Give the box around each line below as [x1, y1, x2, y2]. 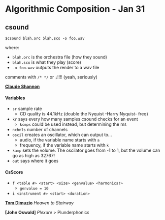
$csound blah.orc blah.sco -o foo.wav [5, 36, 85, 41]
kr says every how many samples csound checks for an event [12, 116, 138, 122]
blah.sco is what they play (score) [12, 59, 81, 65]
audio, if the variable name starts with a [19, 137, 100, 143]
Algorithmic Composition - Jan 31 [5, 3, 145, 15]
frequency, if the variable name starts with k [19, 142, 109, 148]
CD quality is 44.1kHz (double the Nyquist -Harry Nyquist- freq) [19, 111, 149, 117]
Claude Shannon [5, 83, 40, 89]
